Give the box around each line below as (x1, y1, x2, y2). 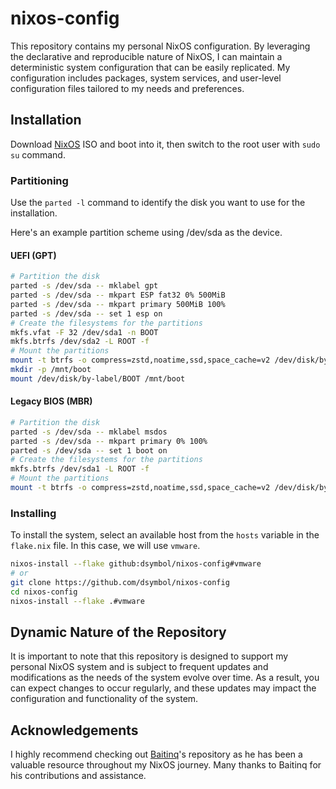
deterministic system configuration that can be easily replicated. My (10, 61, 291, 73)
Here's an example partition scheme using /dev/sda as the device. (10, 227, 283, 239)
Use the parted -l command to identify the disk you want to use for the (10, 197, 306, 209)
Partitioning (10, 173, 69, 187)
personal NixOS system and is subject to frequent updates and (10, 661, 269, 673)
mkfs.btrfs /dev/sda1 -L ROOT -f (10, 464, 150, 474)
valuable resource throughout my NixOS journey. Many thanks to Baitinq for (10, 759, 322, 771)
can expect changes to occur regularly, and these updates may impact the (10, 682, 317, 694)
